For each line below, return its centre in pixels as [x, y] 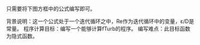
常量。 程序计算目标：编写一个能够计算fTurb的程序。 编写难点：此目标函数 [98, 29]
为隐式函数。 [22, 36]
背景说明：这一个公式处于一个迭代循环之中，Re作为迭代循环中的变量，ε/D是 [100, 21]
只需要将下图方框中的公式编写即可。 [51, 9]
